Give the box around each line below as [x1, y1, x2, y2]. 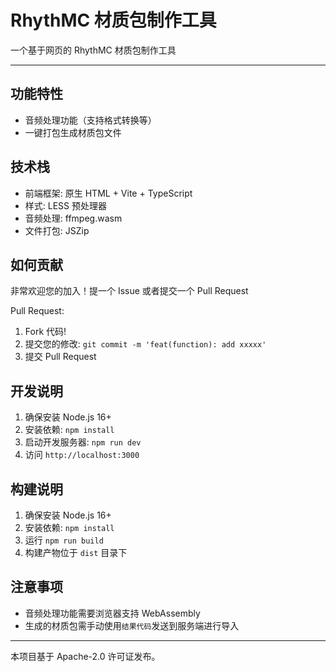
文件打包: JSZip [24, 224, 90, 236]
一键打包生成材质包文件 [24, 126, 122, 138]
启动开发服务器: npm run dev [24, 436, 142, 448]
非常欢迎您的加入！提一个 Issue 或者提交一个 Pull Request [10, 285, 249, 297]
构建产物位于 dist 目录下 [24, 547, 128, 558]
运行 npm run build [24, 534, 104, 546]
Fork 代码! [24, 326, 67, 338]
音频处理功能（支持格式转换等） [24, 114, 157, 126]
